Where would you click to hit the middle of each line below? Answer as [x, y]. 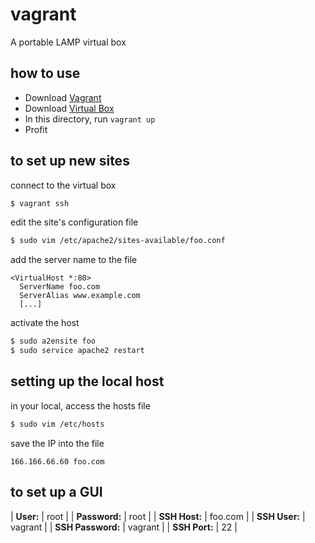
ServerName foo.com [60, 287]
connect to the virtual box [63, 185]
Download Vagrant [63, 97]
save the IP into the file [57, 443]
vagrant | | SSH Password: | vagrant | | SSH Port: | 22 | [124, 527]
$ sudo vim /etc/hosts [57, 424]
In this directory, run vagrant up [90, 119]
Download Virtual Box [69, 108]
